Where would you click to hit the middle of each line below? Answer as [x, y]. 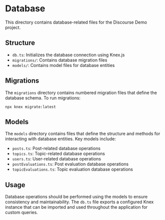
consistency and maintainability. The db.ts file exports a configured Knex [80, 202]
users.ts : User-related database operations [57, 159]
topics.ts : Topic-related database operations [58, 154]
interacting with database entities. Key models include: [61, 139]
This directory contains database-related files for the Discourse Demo [76, 22]
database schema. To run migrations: [43, 98]
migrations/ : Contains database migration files [60, 60]
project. [13, 27]
